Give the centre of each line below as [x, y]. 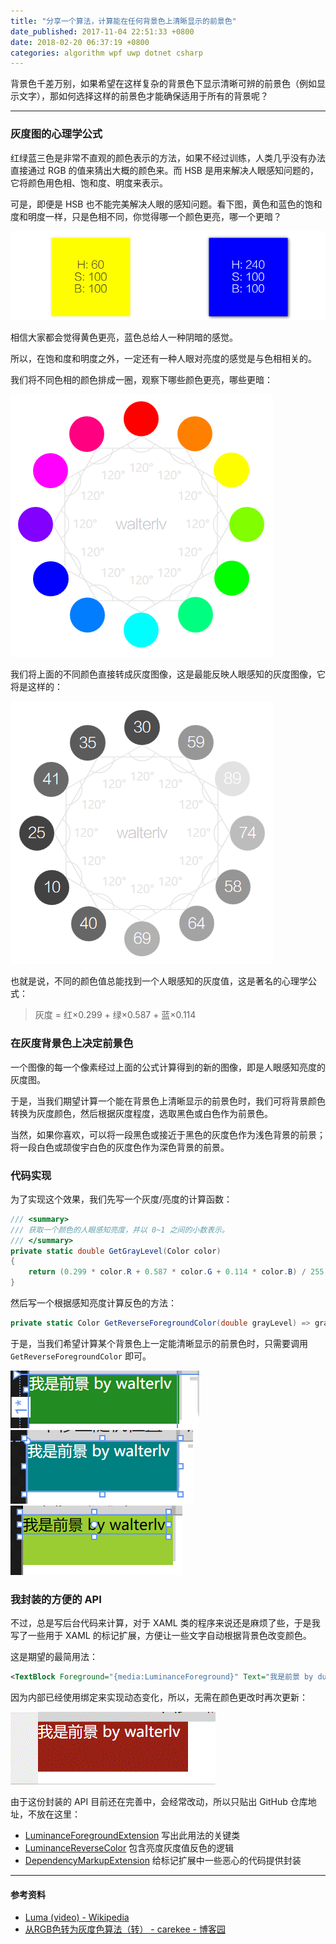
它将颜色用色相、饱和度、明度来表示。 [89, 182]
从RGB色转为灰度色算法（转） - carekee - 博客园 [125, 1929]
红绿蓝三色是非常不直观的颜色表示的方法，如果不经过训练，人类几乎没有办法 [168, 157]
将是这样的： [36, 687]
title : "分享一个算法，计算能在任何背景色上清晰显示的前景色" [123, 21]
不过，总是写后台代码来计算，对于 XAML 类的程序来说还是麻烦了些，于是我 [165, 1623]
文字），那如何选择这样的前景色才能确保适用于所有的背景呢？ [143, 96]
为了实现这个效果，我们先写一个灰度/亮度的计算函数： [121, 1199]
